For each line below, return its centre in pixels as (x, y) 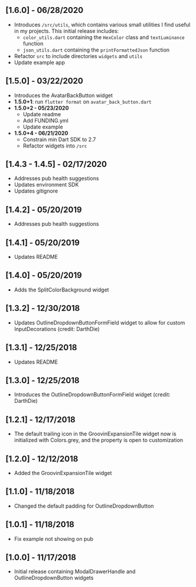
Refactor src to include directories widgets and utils (78, 56)
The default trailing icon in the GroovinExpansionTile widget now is (95, 434)
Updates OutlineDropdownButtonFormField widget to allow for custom (99, 322)
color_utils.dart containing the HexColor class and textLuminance (104, 37)
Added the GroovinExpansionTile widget (63, 473)
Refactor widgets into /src (55, 146)
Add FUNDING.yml (45, 120)
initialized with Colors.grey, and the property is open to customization (99, 440)
